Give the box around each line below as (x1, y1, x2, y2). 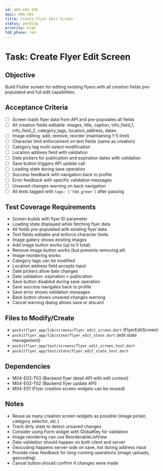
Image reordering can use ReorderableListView (12, 434, 108, 440)
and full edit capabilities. (26, 89, 76, 95)
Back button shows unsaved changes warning (12, 294, 106, 300)
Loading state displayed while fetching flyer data (12, 221, 111, 227)
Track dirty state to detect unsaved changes (12, 423, 102, 429)
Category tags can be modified (12, 258, 75, 264)
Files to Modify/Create (5, 314, 75, 322)
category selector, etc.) (12, 418, 60, 424)
